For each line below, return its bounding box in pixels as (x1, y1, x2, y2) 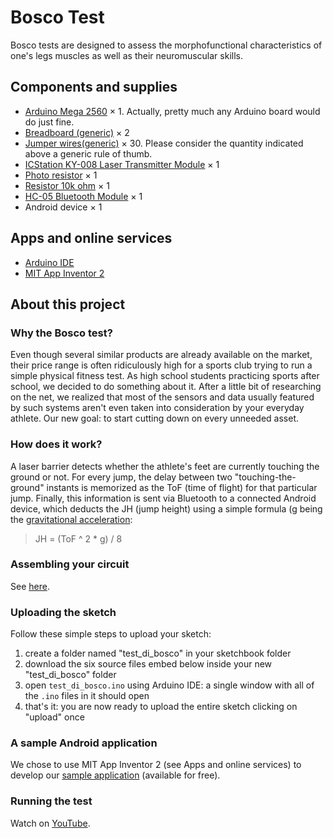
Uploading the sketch (10, 605, 117, 619)
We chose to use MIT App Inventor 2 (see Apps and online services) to (10, 759, 302, 771)
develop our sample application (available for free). (10, 769, 221, 781)
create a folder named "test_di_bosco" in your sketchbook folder (24, 647, 292, 660)
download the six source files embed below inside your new (24, 658, 273, 670)
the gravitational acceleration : (10, 513, 133, 525)
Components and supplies (10, 79, 178, 96)
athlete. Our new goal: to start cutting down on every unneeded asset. (10, 412, 299, 425)
